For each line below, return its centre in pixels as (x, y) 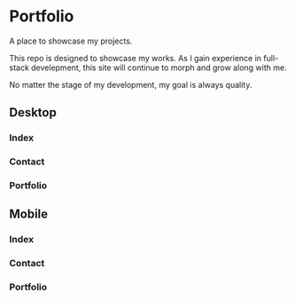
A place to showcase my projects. (71, 41)
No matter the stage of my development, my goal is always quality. (131, 84)
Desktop (33, 113)
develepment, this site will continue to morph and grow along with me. (159, 67)
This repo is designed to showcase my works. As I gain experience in (136, 58)
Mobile (29, 214)
